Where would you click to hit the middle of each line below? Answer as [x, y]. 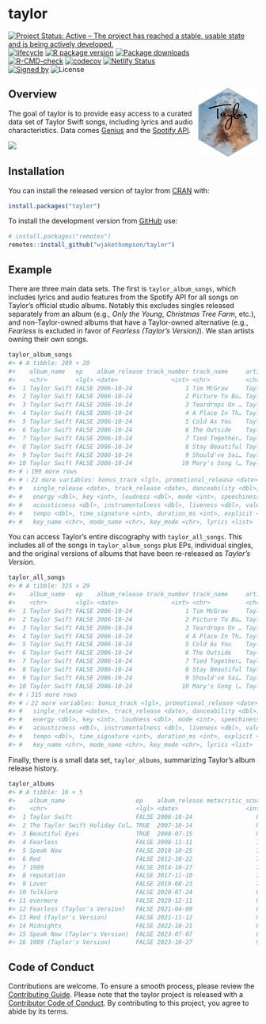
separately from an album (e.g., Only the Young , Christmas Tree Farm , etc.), [132, 314]
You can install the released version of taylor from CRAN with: [109, 190]
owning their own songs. [48, 339]
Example [30, 270]
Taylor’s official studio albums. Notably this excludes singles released [122, 305]
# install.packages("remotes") [60, 237]
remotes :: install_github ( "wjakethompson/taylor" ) [92, 245]
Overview [33, 95]
